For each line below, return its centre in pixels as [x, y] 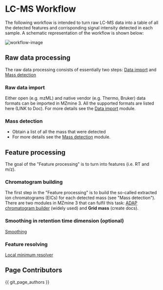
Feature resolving [26, 244]
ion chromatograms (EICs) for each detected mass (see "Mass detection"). [80, 198]
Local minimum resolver [29, 255]
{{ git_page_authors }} [27, 282]
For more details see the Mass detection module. [61, 137]
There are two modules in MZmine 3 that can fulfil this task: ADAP [71, 203]
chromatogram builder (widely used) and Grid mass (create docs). [72, 208]
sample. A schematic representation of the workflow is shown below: [74, 33]
